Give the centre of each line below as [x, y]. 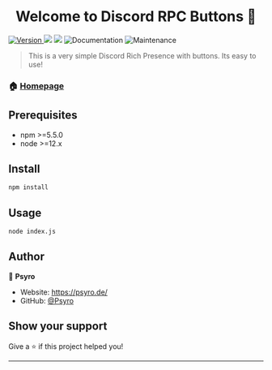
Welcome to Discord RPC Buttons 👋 [136, 17]
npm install [28, 187]
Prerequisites [43, 116]
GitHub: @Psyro [47, 300]
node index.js [32, 232]
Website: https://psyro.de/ [64, 292]
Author [26, 257]
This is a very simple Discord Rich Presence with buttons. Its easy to [142, 55]
